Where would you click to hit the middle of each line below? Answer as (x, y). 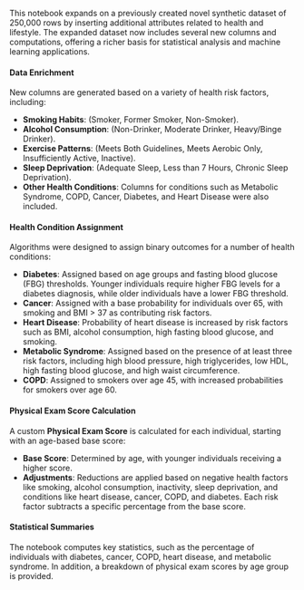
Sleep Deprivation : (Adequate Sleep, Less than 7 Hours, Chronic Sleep (155, 168)
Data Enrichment (42, 73)
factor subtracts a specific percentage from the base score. (134, 506)
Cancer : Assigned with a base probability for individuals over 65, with (153, 304)
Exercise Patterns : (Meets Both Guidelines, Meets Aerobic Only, (142, 149)
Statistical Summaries (52, 527)
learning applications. (50, 52)
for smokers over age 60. (70, 390)
